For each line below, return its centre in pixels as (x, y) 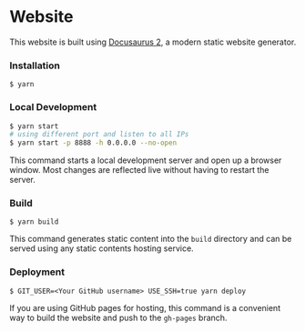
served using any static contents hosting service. (102, 248)
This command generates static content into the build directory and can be (151, 239)
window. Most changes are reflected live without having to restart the (139, 170)
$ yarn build (34, 222)
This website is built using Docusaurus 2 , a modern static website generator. (153, 42)
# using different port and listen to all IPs (99, 135)
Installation (35, 65)
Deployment (37, 272)
